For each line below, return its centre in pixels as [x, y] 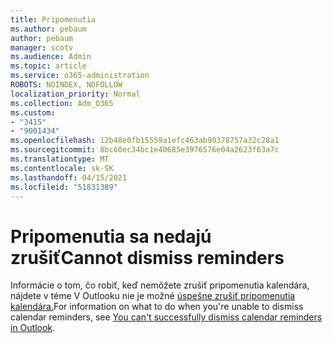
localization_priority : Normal [75, 94]
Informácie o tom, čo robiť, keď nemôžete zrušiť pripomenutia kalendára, [160, 285]
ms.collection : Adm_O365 [62, 103]
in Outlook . [33, 328]
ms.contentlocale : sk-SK [62, 168]
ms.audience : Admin [51, 57]
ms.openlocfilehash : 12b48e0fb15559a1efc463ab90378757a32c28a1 [145, 141]
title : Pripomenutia [53, 19]
